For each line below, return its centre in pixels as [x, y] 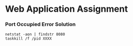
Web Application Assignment [66, 9]
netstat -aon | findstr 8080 [35, 34]
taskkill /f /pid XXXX [28, 39]
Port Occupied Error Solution [40, 24]
